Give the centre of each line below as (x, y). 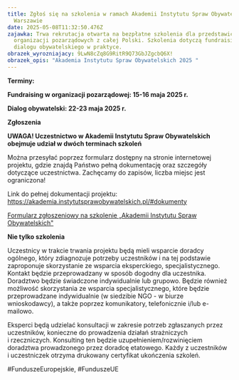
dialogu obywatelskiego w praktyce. (68, 47)
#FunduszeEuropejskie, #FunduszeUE (63, 369)
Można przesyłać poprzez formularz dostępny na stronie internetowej (110, 157)
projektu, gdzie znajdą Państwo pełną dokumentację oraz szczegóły (107, 165)
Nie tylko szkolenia (36, 237)
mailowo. (21, 311)
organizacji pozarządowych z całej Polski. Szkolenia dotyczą (108, 41)
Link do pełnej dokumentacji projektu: (62, 194)
